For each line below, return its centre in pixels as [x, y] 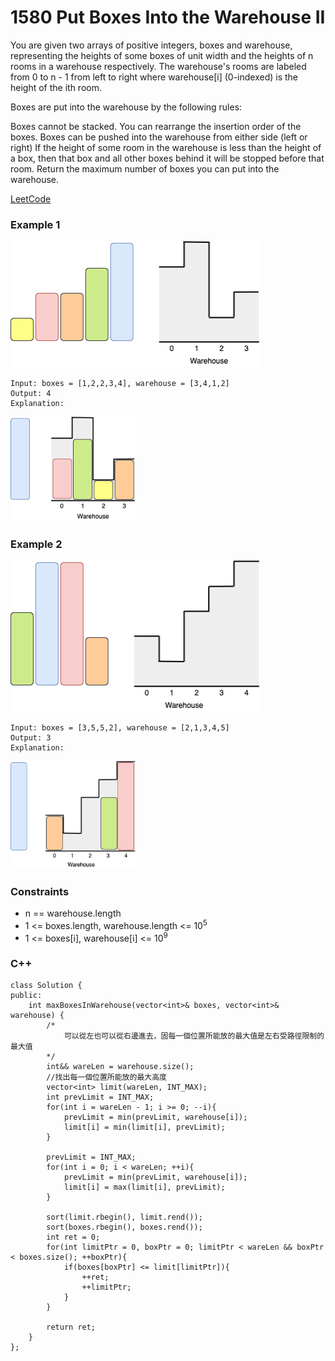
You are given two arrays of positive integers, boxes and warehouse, [151, 45]
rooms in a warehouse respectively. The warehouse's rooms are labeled [158, 66]
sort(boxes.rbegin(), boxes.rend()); [124, 1227]
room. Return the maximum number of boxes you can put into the [145, 168]
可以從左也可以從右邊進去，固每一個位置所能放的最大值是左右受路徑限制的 [194, 1036]
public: [26, 996]
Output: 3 [31, 737]
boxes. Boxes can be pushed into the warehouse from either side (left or [159, 137]
